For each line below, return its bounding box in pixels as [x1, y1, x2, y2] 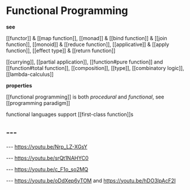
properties [6, 82, 33, 89]
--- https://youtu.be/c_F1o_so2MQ [6, 166, 89, 173]
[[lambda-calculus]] [6, 71, 54, 78]
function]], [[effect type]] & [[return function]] [6, 47, 115, 54]
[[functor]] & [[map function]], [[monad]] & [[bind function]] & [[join [6, 34, 167, 41]
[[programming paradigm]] [6, 99, 71, 106]
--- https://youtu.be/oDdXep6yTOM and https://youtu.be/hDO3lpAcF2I [6, 177, 176, 184]
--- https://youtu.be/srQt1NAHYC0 [6, 154, 89, 161]
